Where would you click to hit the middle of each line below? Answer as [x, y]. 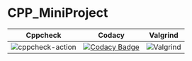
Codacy [112, 35]
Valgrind [164, 35]
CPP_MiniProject [58, 13]
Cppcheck [44, 35]
